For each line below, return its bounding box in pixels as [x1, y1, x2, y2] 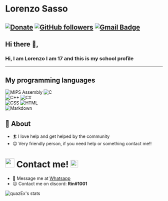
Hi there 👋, [5, 40, 38, 48]
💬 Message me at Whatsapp [12, 175, 71, 181]
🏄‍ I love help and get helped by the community [12, 133, 110, 139]
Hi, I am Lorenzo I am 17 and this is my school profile [5, 55, 134, 62]
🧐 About [5, 120, 31, 128]
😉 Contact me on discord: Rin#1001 [12, 180, 87, 186]
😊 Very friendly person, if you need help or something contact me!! [12, 140, 152, 146]
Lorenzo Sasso [5, 3, 68, 15]
